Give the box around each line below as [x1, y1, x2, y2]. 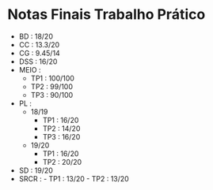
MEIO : [18, 65, 41, 74]
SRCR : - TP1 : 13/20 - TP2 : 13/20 [18, 173, 130, 183]
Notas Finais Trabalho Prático [7, 6, 206, 24]
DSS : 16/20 [18, 57, 58, 66]
